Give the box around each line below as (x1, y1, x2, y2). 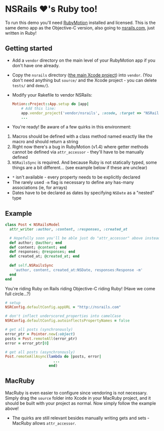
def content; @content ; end (9, 245, 67, 250)
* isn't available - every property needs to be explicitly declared (12, 174, 141, 180)
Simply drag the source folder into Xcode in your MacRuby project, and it (5, 395, 151, 401)
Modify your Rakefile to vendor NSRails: (12, 92, 93, 98)
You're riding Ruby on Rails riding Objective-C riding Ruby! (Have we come (5, 285, 155, 291)
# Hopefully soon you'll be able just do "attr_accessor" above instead (9, 235, 161, 241)
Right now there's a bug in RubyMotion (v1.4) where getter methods (12, 144, 149, 150)
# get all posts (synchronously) (5, 327, 73, 332)
